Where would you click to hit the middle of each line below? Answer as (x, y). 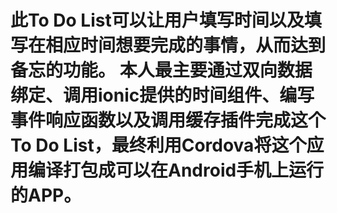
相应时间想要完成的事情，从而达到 (186, 45)
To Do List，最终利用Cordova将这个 (158, 145)
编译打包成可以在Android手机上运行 (176, 170)
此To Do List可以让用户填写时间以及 (157, 20)
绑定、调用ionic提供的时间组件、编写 (162, 95)
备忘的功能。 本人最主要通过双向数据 (161, 70)
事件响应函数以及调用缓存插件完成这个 (168, 120)
